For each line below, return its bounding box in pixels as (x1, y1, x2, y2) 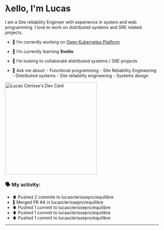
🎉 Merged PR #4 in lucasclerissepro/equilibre (12, 199, 103, 206)
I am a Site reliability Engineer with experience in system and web (5, 19, 137, 25)
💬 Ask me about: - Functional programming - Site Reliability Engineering (12, 67, 157, 73)
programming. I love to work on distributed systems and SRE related (5, 24, 142, 30)
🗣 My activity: (5, 181, 41, 188)
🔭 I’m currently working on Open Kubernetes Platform (12, 39, 120, 45)
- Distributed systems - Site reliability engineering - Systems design (12, 72, 149, 78)
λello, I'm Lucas (5, 3, 71, 14)
